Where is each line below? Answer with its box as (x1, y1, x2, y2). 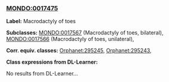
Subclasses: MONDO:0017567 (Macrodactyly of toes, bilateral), (6, 29, 164, 36)
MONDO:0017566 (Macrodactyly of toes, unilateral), (6, 36, 134, 43)
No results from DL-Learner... (6, 70, 78, 77)
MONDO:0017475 (6, 4, 59, 12)
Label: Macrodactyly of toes (6, 18, 76, 25)
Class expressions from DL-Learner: (6, 58, 98, 66)
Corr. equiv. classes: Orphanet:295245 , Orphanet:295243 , (6, 47, 152, 54)
